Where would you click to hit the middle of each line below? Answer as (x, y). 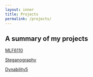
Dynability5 (16, 70)
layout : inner (20, 10)
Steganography (21, 60)
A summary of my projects (47, 38)
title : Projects (22, 14)
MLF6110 (14, 51)
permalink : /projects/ (28, 19)
